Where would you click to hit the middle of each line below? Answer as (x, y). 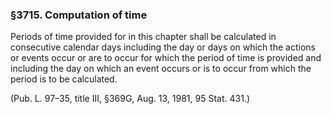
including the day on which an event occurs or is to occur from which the (161, 69)
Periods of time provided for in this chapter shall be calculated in (143, 37)
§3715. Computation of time (79, 15)
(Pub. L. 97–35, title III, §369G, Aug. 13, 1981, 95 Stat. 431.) (130, 99)
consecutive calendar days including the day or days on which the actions (163, 47)
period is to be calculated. (64, 79)
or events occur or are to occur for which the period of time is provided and (166, 58)
